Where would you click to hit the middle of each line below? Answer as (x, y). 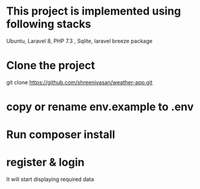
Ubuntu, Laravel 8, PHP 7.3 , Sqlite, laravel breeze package (79, 41)
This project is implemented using (94, 11)
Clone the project (51, 66)
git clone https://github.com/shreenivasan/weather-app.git (79, 82)
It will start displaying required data (50, 179)
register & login (45, 163)
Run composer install (61, 135)
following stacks (49, 24)
